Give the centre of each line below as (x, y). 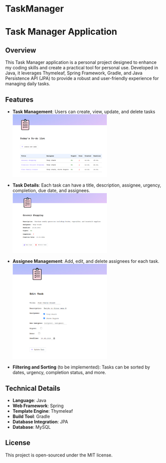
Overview (21, 50)
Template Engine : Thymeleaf (43, 411)
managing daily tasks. (28, 84)
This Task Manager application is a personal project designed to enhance (81, 62)
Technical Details (33, 388)
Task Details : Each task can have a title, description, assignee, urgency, (87, 185)
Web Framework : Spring (38, 406)
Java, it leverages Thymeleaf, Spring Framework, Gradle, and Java (74, 73)
